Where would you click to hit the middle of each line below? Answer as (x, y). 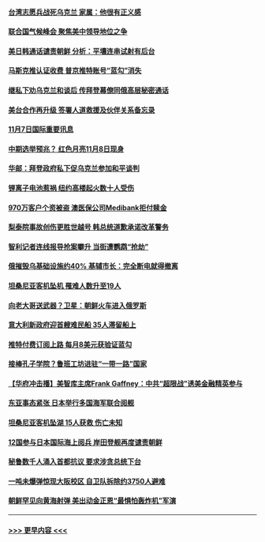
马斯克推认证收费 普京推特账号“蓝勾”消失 (75, 70)
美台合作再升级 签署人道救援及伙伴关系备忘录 (82, 110)
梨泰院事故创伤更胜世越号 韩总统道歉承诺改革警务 (89, 227)
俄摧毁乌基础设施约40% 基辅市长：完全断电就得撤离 (93, 266)
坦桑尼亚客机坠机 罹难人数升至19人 (65, 285)
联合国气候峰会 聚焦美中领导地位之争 (68, 32)
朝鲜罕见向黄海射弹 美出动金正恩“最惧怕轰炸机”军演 (92, 501)
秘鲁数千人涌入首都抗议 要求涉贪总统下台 (75, 461)
